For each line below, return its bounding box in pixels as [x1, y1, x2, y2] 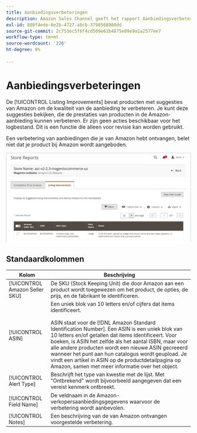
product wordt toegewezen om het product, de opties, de [50, 286, 189, 293]
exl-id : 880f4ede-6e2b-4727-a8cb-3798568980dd [6, 22, 122, 28]
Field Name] [8, 401, 38, 408]
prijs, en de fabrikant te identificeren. [50, 292, 140, 299]
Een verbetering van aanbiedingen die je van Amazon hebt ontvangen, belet [6, 135, 190, 142]
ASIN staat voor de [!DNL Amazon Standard [50, 319, 156, 326]
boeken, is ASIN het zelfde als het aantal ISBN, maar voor [50, 338, 188, 345]
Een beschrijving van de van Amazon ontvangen [50, 412, 167, 419]
